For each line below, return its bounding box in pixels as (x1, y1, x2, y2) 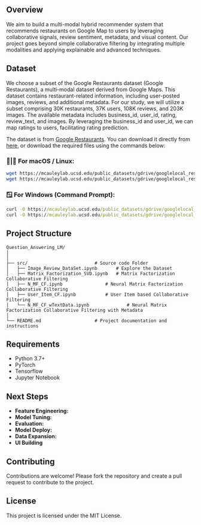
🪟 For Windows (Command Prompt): (6, 190, 115, 199)
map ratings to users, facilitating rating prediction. (6, 124, 129, 131)
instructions (6, 323, 39, 329)
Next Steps (6, 392, 48, 402)
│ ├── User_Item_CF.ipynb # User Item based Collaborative (6, 292, 188, 298)
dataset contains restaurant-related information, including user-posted (6, 92, 180, 99)
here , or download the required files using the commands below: (6, 142, 166, 149)
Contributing (6, 456, 55, 466)
